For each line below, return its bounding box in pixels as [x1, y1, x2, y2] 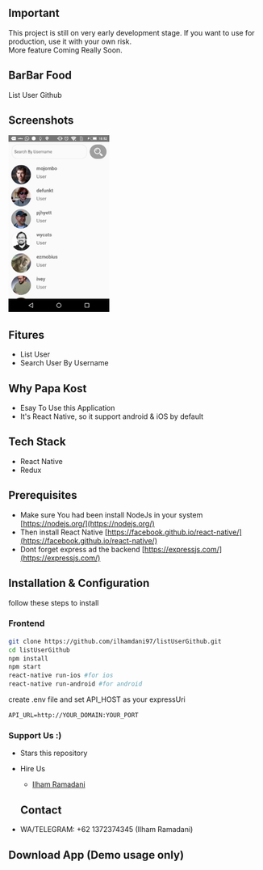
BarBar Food [8, 69, 73, 82]
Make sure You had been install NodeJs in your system [19, 509, 203, 520]
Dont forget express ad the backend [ [19, 544, 145, 554]
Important [8, 6, 60, 20]
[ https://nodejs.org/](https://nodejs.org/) [19, 518, 155, 528]
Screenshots [8, 113, 74, 128]
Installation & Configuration [8, 576, 150, 590]
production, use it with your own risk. [8, 36, 131, 46]
